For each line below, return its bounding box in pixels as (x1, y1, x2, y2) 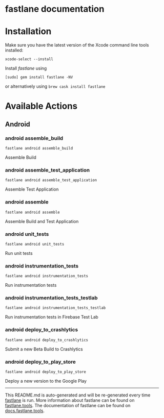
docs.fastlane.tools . (5, 408, 45, 414)
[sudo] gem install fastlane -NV (5, 75, 73, 80)
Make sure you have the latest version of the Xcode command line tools (5, 42, 149, 48)
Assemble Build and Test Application (5, 218, 79, 224)
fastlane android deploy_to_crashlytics (5, 337, 89, 343)
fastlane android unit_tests (5, 242, 64, 246)
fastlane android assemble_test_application (5, 178, 97, 183)
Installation (5, 26, 52, 37)
